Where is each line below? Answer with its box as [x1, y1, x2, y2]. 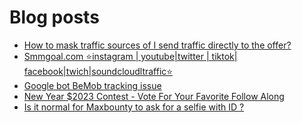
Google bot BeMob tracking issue [23, 79, 162, 91]
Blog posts [9, 6, 100, 29]
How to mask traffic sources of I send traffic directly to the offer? [23, 39, 292, 51]
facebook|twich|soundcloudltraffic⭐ [23, 65, 174, 77]
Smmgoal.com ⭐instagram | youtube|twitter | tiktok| [23, 50, 238, 62]
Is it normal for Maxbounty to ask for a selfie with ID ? [23, 101, 245, 113]
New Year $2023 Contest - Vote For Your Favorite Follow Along [23, 90, 285, 102]
